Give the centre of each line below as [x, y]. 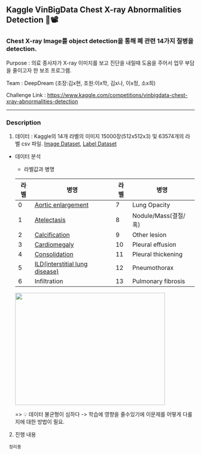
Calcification [52, 235]
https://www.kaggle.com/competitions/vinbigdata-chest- [117, 95]
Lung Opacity [151, 205]
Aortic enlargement [61, 205]
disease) [47, 271]
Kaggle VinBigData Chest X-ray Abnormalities [94, 10]
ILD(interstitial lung [61, 264]
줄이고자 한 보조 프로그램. [42, 70]
